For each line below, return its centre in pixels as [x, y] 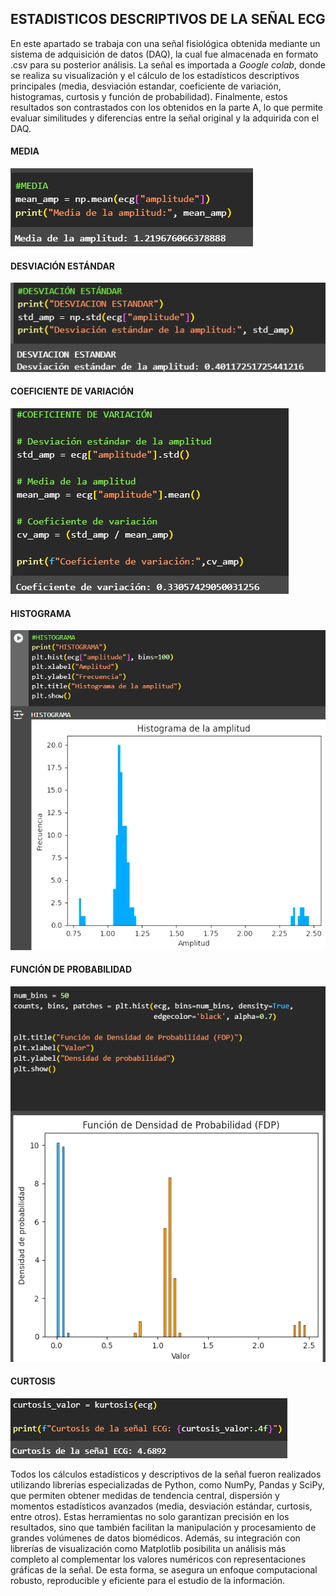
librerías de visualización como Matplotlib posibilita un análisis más [148, 1548]
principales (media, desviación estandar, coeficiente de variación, [146, 86]
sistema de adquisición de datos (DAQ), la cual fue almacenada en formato [164, 54]
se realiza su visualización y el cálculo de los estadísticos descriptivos [155, 75]
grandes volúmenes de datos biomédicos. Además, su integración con [155, 1538]
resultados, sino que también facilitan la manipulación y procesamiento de [163, 1527]
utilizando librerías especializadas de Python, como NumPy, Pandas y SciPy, [167, 1484]
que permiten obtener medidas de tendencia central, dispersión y [145, 1495]
